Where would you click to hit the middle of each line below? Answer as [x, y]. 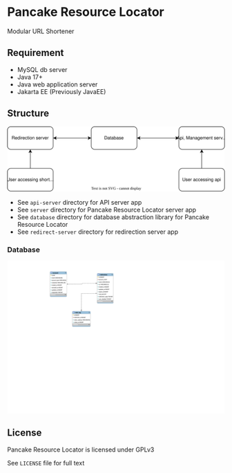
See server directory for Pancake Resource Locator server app [107, 210]
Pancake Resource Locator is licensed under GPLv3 [81, 449]
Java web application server [57, 84]
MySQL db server [42, 69]
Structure [28, 114]
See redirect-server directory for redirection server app [97, 232]
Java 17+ [30, 77]
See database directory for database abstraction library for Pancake [113, 217]
